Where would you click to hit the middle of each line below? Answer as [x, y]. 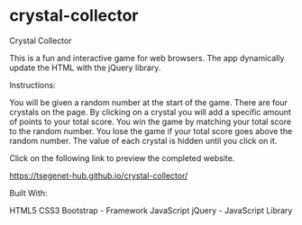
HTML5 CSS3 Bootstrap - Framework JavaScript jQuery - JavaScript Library [151, 210]
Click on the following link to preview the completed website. [122, 157]
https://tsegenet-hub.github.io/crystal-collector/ [99, 175]
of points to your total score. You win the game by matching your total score [150, 121]
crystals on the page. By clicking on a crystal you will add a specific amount [150, 112]
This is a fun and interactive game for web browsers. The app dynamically [147, 58]
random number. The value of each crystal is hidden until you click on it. [143, 140]
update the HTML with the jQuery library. [85, 67]
